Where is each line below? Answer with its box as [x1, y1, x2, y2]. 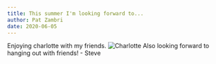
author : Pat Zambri [7, 17, 64, 23]
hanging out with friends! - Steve [7, 49, 101, 57]
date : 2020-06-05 [7, 23, 57, 30]
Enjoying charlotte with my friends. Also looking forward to [7, 42, 210, 50]
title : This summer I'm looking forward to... [7, 10, 144, 17]
